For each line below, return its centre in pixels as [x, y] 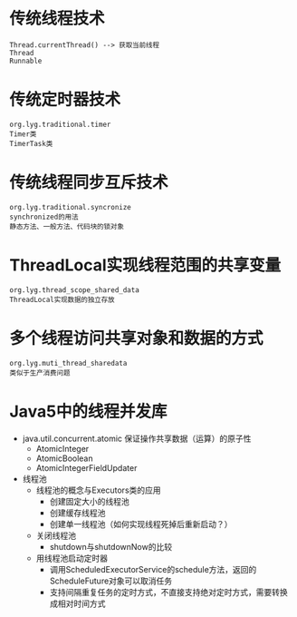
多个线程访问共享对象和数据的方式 [137, 338]
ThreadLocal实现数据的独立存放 [62, 299]
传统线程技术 [57, 19]
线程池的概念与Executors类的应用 [98, 490]
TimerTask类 [31, 143]
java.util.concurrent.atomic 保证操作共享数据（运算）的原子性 [137, 438]
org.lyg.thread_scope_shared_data [75, 290]
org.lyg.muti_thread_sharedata [68, 363]
